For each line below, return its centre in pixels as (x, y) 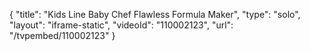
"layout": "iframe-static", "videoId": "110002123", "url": (121, 25)
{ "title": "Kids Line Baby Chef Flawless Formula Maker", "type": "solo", (155, 14)
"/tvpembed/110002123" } (62, 35)
